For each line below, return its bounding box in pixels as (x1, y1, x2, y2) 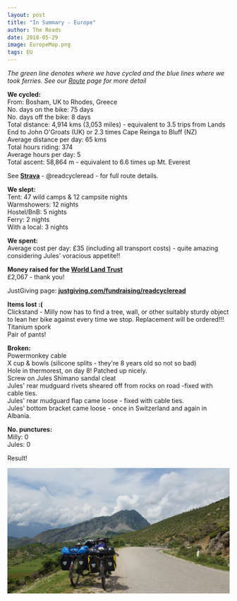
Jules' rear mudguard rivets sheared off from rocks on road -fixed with (7, 382, 213, 390)
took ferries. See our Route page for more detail (7, 76, 147, 85)
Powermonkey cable (7, 351, 67, 360)
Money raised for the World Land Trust (7, 265, 123, 274)
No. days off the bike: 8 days (7, 113, 91, 121)
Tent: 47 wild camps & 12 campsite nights (7, 193, 128, 201)
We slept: (7, 185, 37, 194)
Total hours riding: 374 (7, 143, 73, 151)
